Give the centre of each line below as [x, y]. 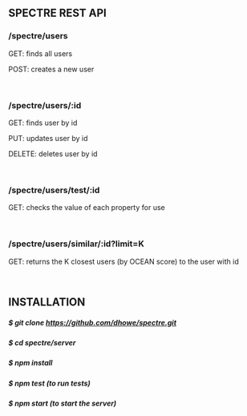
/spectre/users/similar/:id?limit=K [76, 244]
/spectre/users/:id [45, 105]
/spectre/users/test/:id [54, 190]
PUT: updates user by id [48, 138]
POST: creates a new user [51, 69]
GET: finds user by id [43, 123]
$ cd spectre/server [42, 342]
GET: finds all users [40, 53]
